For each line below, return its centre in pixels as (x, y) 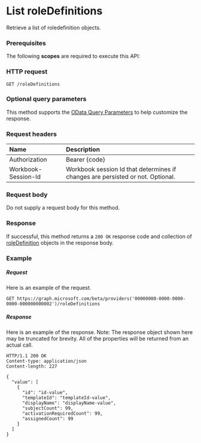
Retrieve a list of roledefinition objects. (54, 28)
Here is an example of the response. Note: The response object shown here (100, 332)
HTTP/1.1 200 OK (26, 356)
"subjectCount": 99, (48, 408)
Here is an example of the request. (49, 287)
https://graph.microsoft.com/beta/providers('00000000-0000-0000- (101, 298)
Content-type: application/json (46, 361)
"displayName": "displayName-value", (69, 403)
